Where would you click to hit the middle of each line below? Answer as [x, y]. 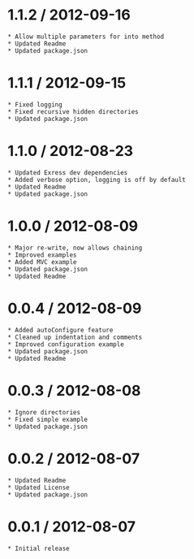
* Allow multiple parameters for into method [86, 37]
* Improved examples [43, 255]
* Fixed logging [35, 104]
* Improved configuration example [66, 344]
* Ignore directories [44, 412]
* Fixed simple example [48, 419]
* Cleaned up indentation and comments [75, 337]
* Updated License [39, 487]
